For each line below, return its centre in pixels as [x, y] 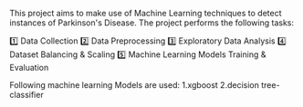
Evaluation [29, 68]
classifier [26, 95]
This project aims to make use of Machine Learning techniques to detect [146, 13]
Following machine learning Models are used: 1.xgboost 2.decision [135, 85]
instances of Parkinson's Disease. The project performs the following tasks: [152, 23]
